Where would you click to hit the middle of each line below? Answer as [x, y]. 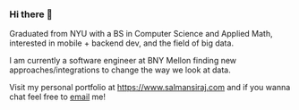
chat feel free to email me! [57, 97]
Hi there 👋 [31, 14]
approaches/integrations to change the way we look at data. [120, 70]
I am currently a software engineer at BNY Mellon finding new [123, 61]
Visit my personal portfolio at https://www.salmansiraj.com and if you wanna [150, 88]
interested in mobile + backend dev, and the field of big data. [122, 43]
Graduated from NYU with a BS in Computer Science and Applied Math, [141, 34]
